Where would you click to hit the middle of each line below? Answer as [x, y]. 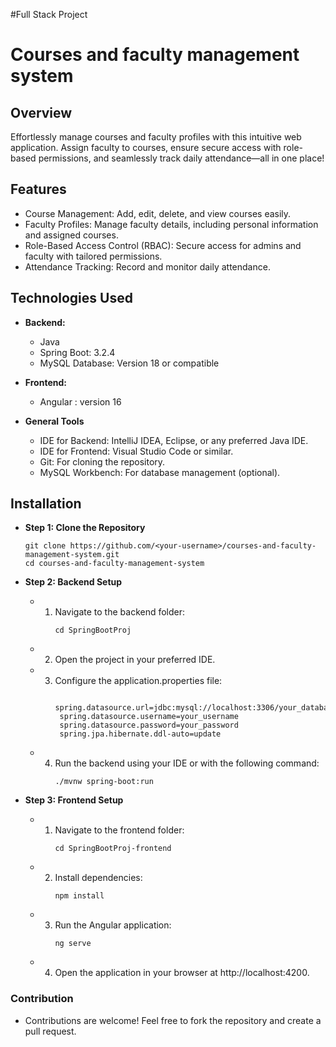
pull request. [50, 1031]
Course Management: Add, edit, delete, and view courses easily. [158, 213]
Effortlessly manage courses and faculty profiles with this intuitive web [156, 137]
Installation [46, 504]
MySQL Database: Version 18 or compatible [129, 363]
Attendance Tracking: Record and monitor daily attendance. [147, 266]
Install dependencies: [98, 878]
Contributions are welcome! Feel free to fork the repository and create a [173, 1020]
